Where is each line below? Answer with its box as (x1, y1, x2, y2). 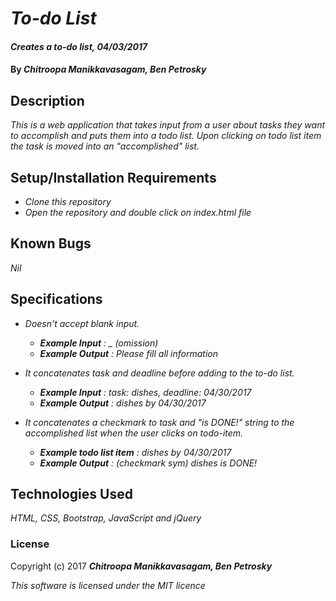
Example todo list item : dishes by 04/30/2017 (39, 446, 232, 458)
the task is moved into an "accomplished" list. (10, 140, 200, 152)
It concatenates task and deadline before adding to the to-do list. (24, 367, 295, 379)
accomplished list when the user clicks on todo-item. (24, 427, 244, 439)
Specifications (10, 291, 103, 308)
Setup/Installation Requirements (10, 169, 217, 186)
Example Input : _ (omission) (39, 337, 159, 349)
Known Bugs (10, 235, 92, 252)
